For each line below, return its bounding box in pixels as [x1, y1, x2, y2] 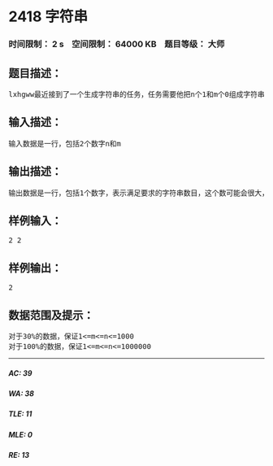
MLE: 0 [8, 429, 32, 439]
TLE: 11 [8, 409, 32, 419]
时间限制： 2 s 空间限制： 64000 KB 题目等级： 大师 [8, 38, 225, 50]
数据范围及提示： [8, 308, 94, 322]
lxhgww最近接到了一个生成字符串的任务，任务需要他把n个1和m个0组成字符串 [8, 89, 266, 98]
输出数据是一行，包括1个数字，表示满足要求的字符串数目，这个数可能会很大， [8, 188, 270, 198]
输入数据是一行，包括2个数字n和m [8, 139, 122, 148]
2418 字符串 [8, 7, 88, 26]
